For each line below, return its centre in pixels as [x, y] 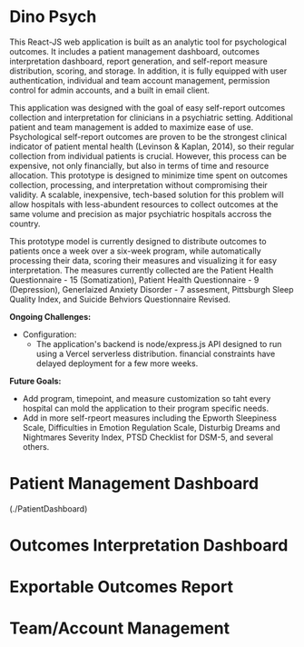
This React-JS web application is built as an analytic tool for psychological [148, 42]
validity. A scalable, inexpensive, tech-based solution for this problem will [147, 194]
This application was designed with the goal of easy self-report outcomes [147, 107]
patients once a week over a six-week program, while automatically [135, 251]
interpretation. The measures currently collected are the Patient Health [142, 270]
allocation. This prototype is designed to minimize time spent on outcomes [149, 175]
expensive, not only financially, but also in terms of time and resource [139, 165]
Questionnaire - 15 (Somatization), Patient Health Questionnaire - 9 [134, 280]
